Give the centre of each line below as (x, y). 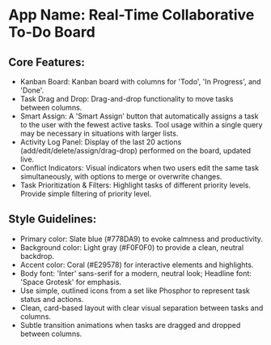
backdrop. (37, 256)
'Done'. (32, 90)
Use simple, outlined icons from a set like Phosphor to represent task (135, 291)
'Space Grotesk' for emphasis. (71, 282)
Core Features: (47, 62)
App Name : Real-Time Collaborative (131, 15)
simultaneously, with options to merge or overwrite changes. (121, 177)
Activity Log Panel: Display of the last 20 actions (101, 142)
